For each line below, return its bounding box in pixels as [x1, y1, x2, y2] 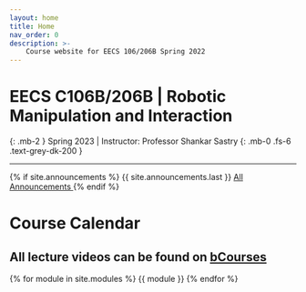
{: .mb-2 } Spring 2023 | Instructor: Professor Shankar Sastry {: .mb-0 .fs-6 [9, 136, 291, 146]
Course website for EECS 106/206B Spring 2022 [25, 47, 206, 56]
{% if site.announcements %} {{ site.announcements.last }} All [9, 172, 244, 183]
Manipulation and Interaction [9, 106, 233, 126]
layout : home [9, 13, 59, 23]
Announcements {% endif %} [9, 181, 120, 192]
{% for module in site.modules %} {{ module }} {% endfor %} [9, 274, 239, 285]
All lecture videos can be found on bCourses [9, 249, 267, 265]
